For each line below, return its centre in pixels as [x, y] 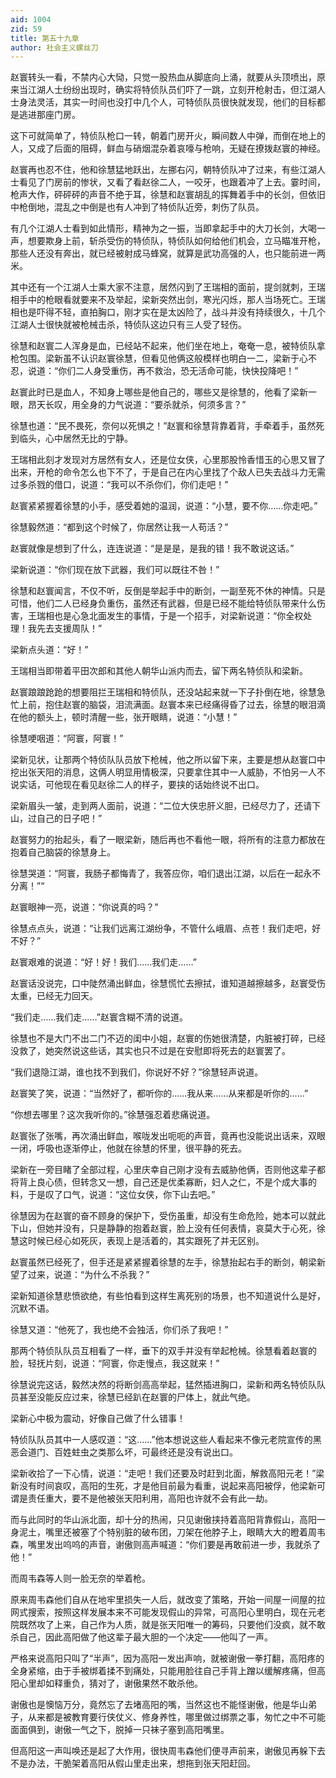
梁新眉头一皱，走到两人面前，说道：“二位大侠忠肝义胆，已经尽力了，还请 [161, 806]
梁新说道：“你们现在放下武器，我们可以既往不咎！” [115, 570]
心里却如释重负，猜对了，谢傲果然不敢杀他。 [110, 1683]
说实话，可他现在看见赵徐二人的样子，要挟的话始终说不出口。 [137, 785]
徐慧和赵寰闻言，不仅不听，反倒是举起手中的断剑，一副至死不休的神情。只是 [168, 591]
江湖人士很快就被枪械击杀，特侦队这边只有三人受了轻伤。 [128, 325]
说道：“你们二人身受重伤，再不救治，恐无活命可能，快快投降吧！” [163, 371]
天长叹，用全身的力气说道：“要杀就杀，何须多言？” [141, 405]
